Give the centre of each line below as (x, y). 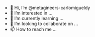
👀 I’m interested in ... (31, 13)
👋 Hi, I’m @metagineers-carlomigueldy (50, 8)
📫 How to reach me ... (33, 29)
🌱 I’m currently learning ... (37, 18)
